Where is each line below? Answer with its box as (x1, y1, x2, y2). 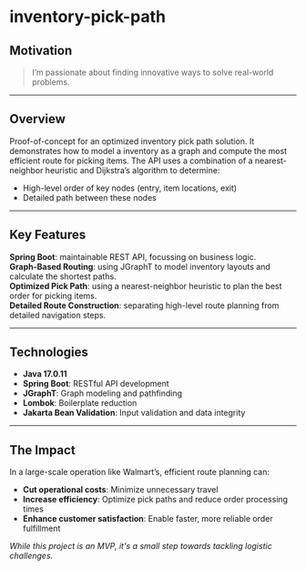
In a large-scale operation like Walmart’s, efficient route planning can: (9, 467, 270, 478)
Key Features (9, 227, 87, 243)
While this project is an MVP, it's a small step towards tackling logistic (9, 541, 272, 552)
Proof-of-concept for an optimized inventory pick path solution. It (9, 135, 255, 147)
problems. (31, 77, 70, 88)
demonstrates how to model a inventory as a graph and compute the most (9, 145, 288, 156)
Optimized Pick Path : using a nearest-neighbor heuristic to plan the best (9, 280, 282, 291)
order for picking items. (9, 290, 97, 301)
